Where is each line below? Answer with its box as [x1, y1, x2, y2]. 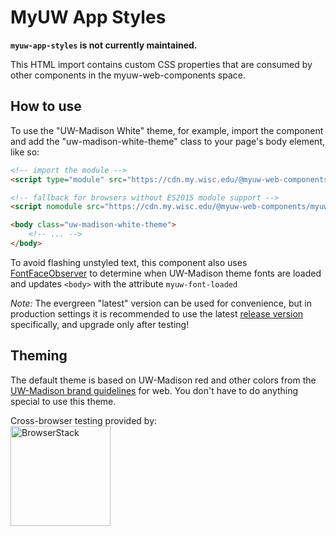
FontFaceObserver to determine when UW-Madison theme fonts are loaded [10, 267, 322, 279]
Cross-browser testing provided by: [10, 414, 158, 426]
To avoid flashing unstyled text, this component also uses [10, 256, 248, 268]
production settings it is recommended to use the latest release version [10, 307, 304, 320]
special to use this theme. [10, 395, 117, 407]
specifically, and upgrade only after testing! [10, 318, 190, 330]
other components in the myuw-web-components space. [10, 69, 247, 81]
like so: [10, 146, 40, 158]
